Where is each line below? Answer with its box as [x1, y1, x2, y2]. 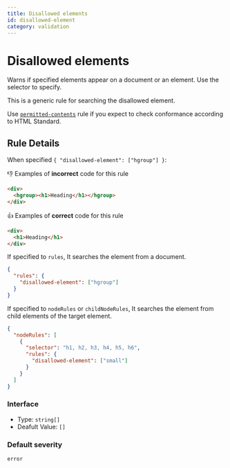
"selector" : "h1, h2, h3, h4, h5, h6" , [25, 344, 140, 352]
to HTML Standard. [7, 117, 61, 125]
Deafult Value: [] [17, 422, 66, 431]
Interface [7, 399, 39, 409]
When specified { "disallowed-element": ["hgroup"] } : [7, 156, 167, 164]
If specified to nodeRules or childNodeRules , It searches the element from [7, 304, 214, 312]
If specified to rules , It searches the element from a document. [7, 253, 186, 261]
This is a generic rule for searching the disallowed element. [7, 96, 175, 105]
